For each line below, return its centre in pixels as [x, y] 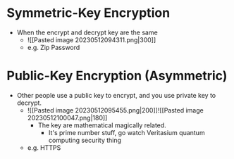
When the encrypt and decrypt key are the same [87, 32]
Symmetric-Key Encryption [88, 13]
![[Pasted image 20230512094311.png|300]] [92, 39]
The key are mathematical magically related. [102, 125]
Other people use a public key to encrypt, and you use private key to [116, 95]
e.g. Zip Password [54, 47]
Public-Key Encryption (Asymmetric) [117, 76]
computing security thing [85, 140]
